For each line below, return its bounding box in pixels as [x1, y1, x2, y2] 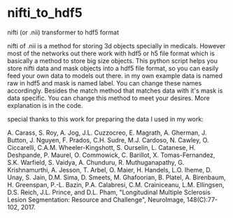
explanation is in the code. [7, 101, 83, 109]
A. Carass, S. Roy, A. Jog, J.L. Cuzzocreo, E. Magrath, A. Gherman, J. [7, 128, 207, 137]
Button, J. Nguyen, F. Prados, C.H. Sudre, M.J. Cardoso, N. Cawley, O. [7, 135, 209, 144]
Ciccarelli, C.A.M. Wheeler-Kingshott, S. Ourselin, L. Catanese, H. [7, 143, 196, 151]
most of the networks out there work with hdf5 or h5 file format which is [7, 49, 215, 57]
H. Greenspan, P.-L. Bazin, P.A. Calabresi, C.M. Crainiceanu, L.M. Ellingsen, [7, 180, 225, 189]
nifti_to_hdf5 [7, 5, 83, 21]
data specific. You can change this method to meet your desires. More [7, 93, 210, 102]
